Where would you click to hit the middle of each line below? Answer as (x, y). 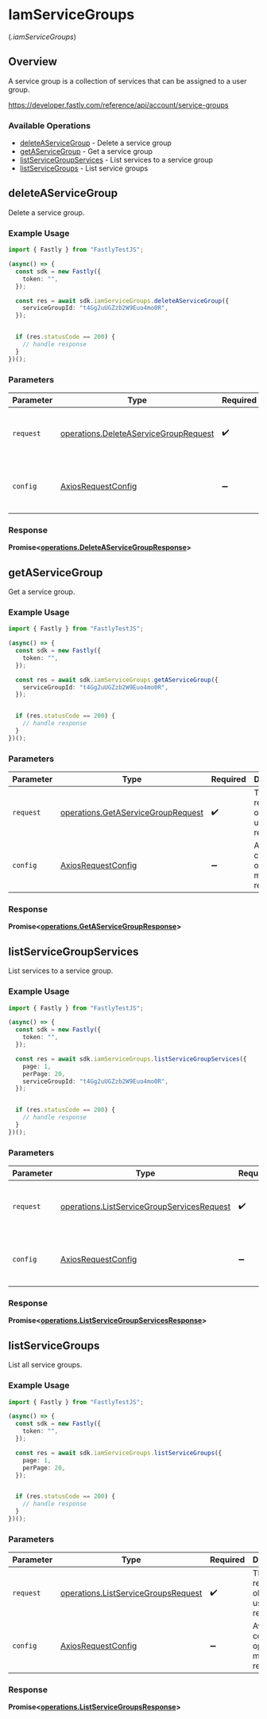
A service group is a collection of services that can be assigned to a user (128, 80)
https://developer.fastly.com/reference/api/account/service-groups (118, 104)
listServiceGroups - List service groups (84, 168)
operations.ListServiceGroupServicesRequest (145, 1207)
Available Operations (50, 125)
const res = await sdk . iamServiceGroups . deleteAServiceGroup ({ (122, 300)
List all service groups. (45, 1365)
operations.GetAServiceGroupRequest (132, 813)
